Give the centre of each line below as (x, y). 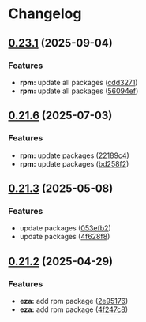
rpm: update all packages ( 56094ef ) (79, 91)
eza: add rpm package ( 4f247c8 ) (74, 309)
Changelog (45, 14)
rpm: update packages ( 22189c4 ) (75, 155)
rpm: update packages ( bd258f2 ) (74, 163)
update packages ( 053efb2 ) (66, 228)
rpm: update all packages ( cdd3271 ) (79, 82)
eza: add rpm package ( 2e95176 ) (74, 301)
